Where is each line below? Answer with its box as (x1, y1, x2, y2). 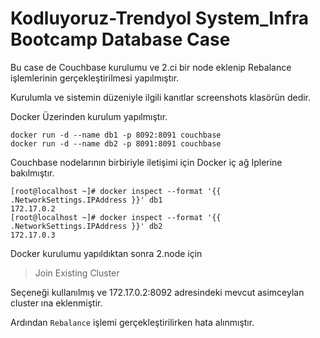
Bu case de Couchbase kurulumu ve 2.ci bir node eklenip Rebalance (10, 61, 292, 73)
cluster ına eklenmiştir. (10, 297, 103, 309)
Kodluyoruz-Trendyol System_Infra (10, 7, 309, 30)
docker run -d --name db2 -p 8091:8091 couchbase (10, 138, 222, 149)
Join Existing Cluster (34, 267, 120, 279)
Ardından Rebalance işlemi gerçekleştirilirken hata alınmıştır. (10, 316, 255, 328)
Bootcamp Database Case (10, 28, 231, 51)
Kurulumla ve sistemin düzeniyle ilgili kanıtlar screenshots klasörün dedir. (10, 91, 312, 103)
